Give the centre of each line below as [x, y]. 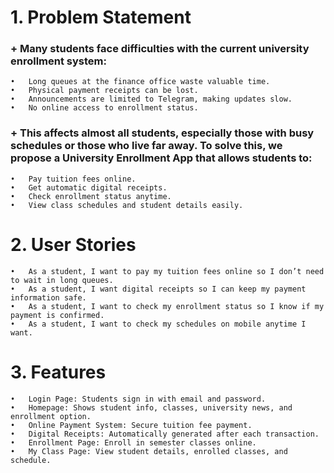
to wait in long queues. [62, 280]
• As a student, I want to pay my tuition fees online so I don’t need [167, 271]
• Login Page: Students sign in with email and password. [138, 399]
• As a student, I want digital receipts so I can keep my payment [158, 289]
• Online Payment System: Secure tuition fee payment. [131, 425]
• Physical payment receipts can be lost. [104, 91]
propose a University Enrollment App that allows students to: [161, 158]
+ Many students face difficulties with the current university [160, 49]
